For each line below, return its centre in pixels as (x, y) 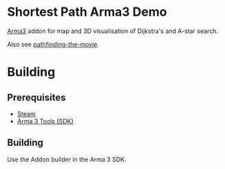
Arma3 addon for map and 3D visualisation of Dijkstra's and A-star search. (113, 31)
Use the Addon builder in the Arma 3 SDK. (67, 159)
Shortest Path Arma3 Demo (87, 12)
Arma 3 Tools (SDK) (45, 121)
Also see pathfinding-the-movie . (53, 44)
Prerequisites (36, 97)
